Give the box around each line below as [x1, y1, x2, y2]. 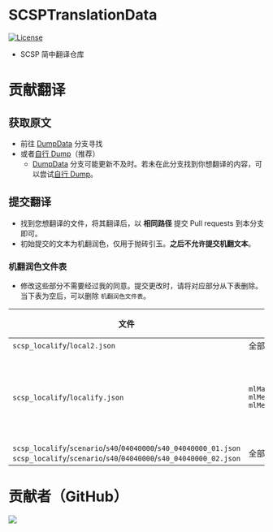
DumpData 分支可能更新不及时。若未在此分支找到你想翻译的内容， [32, 158, 256, 168]
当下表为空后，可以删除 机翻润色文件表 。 [19, 291, 150, 301]
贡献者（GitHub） [8, 487, 128, 506]
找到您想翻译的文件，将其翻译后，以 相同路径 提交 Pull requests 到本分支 [19, 218, 264, 228]
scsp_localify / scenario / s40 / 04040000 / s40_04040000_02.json [12, 452, 241, 464]
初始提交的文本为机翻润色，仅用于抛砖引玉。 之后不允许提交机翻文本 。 [19, 238, 256, 249]
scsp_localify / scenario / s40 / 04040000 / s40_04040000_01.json [12, 443, 241, 454]
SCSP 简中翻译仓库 [19, 49, 84, 58]
